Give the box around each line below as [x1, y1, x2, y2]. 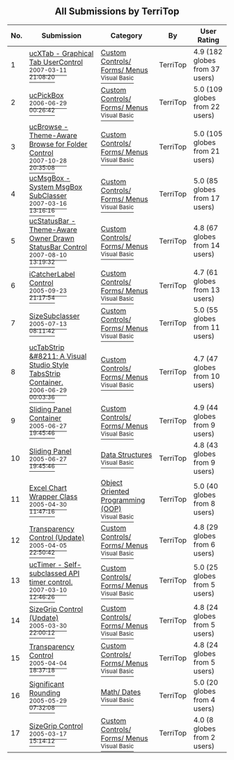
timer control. [29, 577, 73, 587]
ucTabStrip [29, 342, 65, 352]
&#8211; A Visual [29, 351, 87, 361]
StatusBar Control [29, 242, 87, 252]
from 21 [193, 146, 221, 156]
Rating [197, 35, 219, 45]
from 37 [193, 64, 221, 74]
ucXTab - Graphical [29, 48, 94, 58]
